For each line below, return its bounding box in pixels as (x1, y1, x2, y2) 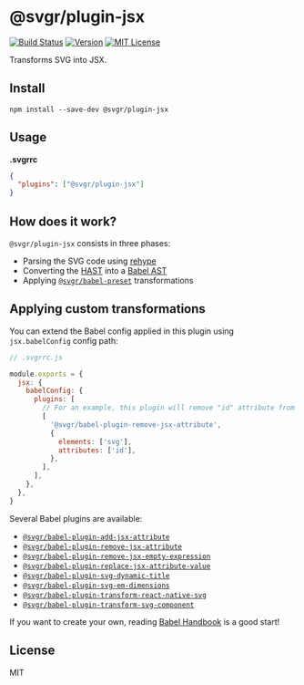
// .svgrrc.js (9, 353, 64, 362)
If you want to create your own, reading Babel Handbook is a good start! (9, 616, 280, 627)
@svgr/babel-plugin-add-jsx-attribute (22, 532, 170, 542)
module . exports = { (9, 369, 84, 379)
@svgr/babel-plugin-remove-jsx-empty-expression (22, 552, 211, 561)
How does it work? (9, 213, 117, 229)
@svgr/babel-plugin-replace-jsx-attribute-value (22, 561, 211, 571)
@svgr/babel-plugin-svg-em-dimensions (22, 581, 170, 590)
